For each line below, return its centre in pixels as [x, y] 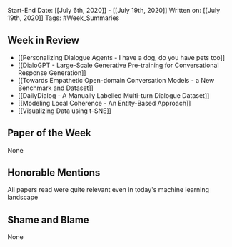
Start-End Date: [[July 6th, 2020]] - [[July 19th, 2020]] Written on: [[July [114, 10]
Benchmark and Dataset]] [56, 88]
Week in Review [44, 40]
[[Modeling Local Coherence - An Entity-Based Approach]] [104, 103]
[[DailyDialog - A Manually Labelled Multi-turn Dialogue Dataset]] [114, 95]
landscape [23, 197]
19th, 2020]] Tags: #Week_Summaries [64, 18]
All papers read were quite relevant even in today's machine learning [108, 190]
